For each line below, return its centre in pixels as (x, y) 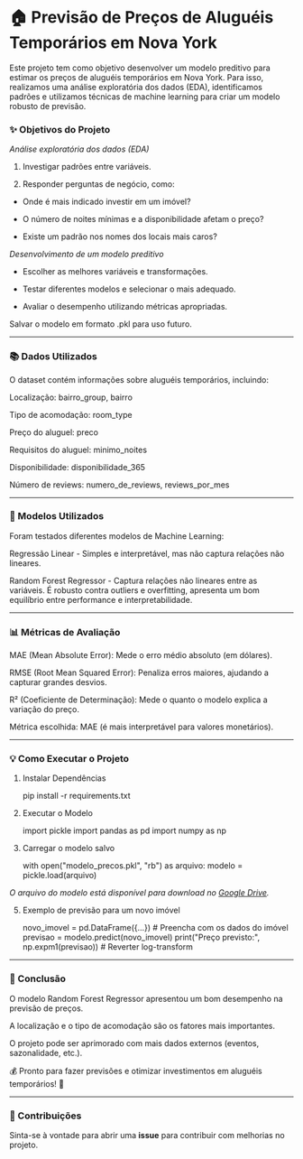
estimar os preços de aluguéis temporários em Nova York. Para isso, (137, 77)
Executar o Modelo (57, 813)
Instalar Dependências (64, 778)
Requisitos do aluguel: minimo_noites (78, 450)
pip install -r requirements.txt (76, 796)
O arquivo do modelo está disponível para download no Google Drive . (139, 893)
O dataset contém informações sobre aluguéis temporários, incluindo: (139, 379)
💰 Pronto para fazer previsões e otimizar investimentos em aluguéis (136, 1071)
